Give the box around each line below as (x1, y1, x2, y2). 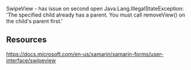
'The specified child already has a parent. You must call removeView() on (6, 11, 186, 18)
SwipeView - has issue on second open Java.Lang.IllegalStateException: (6, 5, 184, 12)
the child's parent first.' (6, 18, 63, 24)
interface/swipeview (6, 56, 57, 64)
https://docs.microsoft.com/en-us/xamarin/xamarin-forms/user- (6, 50, 164, 58)
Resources (6, 35, 47, 45)
